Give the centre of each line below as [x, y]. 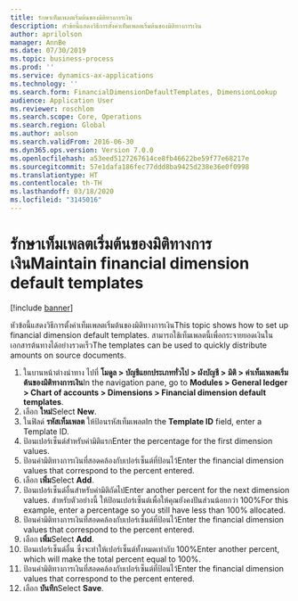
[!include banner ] [42, 308]
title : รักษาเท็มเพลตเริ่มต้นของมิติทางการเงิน [71, 17]
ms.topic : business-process [62, 59]
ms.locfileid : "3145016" [56, 200]
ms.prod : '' [32, 68]
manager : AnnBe [38, 42]
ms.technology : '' [44, 84]
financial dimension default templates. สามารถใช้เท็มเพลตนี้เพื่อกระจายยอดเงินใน [142, 334]
